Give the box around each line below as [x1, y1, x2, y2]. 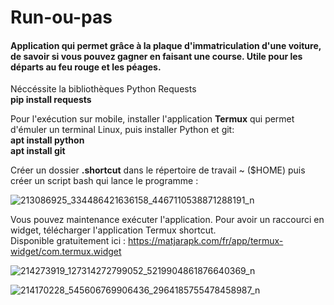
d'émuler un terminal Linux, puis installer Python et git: [10, 124, 235, 136]
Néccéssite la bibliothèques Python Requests [10, 83, 197, 95]
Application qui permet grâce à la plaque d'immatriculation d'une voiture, [10, 39, 322, 51]
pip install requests [10, 94, 92, 106]
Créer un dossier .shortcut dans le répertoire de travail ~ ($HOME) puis [10, 164, 306, 176]
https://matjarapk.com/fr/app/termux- [128, 235, 284, 247]
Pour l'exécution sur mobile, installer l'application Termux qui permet [10, 113, 295, 125]
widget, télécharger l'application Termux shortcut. [10, 224, 217, 236]
